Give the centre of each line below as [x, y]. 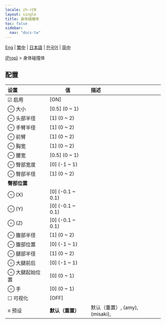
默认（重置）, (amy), [114, 307]
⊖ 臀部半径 [22, 174]
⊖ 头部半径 [22, 118]
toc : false [16, 23]
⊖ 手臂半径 [22, 128]
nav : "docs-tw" [25, 33]
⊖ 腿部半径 [22, 254]
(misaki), [101, 314]
